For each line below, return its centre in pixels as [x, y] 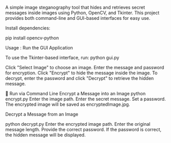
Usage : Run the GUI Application [39, 48]
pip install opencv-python [32, 38]
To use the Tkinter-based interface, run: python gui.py [62, 58]
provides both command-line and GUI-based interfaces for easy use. [78, 18]
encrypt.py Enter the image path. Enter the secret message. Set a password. [86, 99]
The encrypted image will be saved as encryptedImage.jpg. [68, 104]
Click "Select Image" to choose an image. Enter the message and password [85, 67]
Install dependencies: [28, 28]
